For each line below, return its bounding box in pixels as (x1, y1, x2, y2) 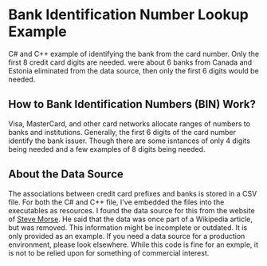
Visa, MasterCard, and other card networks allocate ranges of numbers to (8, 118, 251, 129)
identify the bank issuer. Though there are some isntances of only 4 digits (8, 136, 251, 145)
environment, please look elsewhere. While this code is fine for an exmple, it (8, 240, 259, 249)
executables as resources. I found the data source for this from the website (8, 205, 255, 215)
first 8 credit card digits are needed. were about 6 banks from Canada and (8, 58, 253, 67)
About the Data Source (8, 168, 124, 181)
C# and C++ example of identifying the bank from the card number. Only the (8, 49, 260, 58)
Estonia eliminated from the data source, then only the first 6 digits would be (8, 66, 259, 75)
